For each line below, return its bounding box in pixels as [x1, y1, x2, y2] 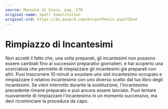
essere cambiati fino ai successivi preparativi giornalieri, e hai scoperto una [5, 61, 163, 67]
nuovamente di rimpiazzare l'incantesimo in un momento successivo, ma [5, 93, 157, 99]
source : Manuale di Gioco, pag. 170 [5, 7, 83, 13]
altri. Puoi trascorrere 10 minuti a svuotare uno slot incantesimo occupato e [5, 71, 162, 77]
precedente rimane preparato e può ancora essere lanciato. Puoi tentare [5, 87, 156, 93]
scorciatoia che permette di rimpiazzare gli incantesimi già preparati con [5, 66, 156, 72]
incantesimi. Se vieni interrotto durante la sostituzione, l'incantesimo [5, 82, 148, 88]
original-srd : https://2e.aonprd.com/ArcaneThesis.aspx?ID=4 [5, 17, 138, 22]
